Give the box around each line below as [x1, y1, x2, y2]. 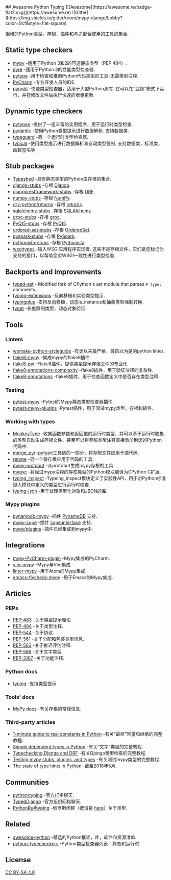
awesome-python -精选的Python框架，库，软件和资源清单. [12, 834, 137, 840]
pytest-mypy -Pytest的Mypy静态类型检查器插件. [12, 399, 114, 405]
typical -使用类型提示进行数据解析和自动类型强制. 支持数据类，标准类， [12, 140, 163, 146]
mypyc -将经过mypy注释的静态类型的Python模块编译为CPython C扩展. [12, 468, 161, 475]
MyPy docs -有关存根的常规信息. [12, 706, 82, 712]
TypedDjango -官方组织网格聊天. [12, 798, 82, 804]
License [5, 856, 31, 864]
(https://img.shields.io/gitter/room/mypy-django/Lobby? [5, 15, 123, 21]
